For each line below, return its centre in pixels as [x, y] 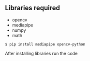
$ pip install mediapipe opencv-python [45, 44]
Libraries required [33, 8]
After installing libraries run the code [41, 53]
